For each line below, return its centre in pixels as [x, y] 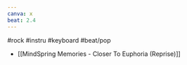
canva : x [20, 14]
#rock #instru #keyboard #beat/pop [59, 40]
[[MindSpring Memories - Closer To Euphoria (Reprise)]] [99, 54]
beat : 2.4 [22, 20]
